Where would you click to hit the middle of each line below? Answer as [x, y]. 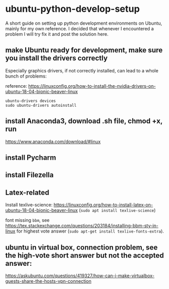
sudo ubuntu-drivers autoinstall [41, 105]
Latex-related [27, 192]
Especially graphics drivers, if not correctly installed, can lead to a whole [82, 70]
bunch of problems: [26, 76]
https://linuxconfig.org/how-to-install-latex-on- [103, 205]
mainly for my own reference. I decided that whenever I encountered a [80, 28]
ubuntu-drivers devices [31, 101]
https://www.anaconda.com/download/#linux [53, 141]
